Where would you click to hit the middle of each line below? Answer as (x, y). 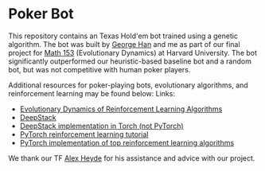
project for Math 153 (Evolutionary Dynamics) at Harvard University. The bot (132, 52)
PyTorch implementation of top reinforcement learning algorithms (127, 142)
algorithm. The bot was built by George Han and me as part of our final (124, 44)
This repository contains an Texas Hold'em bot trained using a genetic (123, 36)
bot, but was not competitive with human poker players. (99, 69)
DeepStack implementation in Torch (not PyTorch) (102, 126)
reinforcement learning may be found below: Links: (92, 93)
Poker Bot (41, 14)
